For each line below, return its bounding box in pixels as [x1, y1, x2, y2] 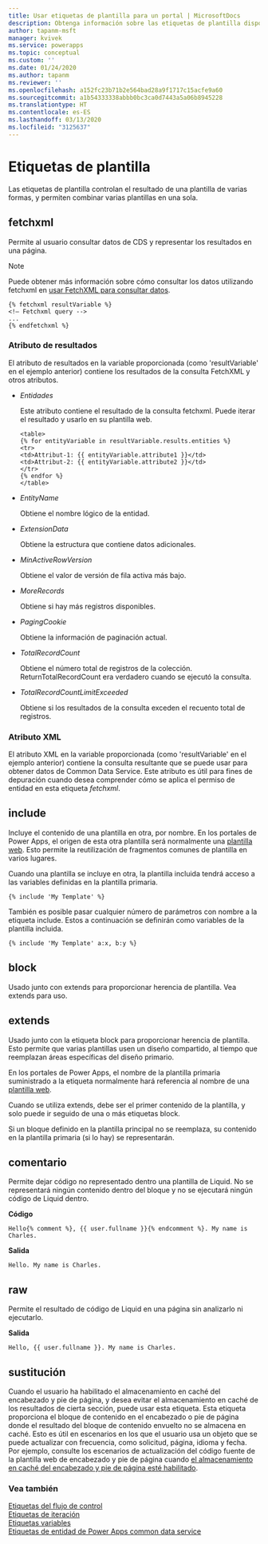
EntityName [19, 493, 59, 502]
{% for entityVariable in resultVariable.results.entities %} [19, 437, 231, 445]
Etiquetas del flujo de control [8, 1501, 103, 1511]
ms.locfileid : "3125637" [8, 123, 91, 131]
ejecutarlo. [8, 1313, 44, 1323]
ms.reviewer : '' [8, 78, 62, 86]
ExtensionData [19, 524, 69, 533]
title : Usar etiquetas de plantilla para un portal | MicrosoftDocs [8, 11, 241, 20]
